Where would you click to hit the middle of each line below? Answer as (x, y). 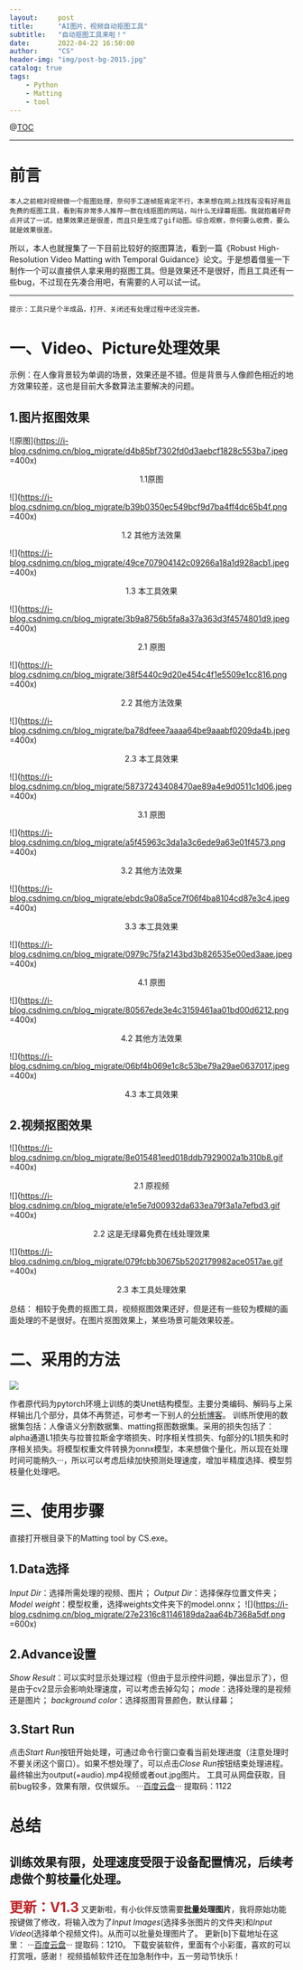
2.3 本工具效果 (151, 759)
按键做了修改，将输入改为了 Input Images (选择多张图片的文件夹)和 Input (141, 1922)
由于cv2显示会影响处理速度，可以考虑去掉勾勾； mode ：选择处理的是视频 (154, 1689)
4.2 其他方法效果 (151, 1038)
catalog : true (36, 69)
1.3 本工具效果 (151, 591)
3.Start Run (42, 1729)
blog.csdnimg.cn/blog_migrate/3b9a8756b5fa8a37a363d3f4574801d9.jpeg (150, 619)
